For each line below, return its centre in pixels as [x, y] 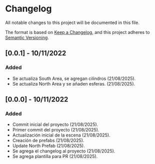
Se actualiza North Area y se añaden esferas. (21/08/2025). [74, 83]
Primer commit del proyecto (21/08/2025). [56, 130]
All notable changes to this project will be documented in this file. [72, 22]
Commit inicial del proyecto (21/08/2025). [55, 124]
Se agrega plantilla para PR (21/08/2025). [55, 156]
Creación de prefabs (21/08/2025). [48, 140]
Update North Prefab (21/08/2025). [48, 146]
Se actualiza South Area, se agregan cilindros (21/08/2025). [74, 78]
